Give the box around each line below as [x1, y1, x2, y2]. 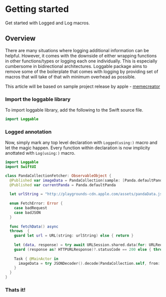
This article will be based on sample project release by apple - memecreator [5, 83, 161, 89]
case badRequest [14, 206, 48, 211]
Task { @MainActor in [14, 256, 58, 261]
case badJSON [14, 210, 41, 215]
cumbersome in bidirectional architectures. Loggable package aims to [5, 63, 147, 69]
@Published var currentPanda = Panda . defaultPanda [9, 182, 116, 187]
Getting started [5, 3, 69, 15]
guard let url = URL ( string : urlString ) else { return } [14, 233, 134, 238]
